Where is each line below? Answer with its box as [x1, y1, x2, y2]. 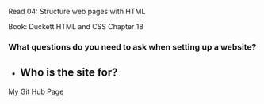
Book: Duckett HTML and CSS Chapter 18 [8, 22, 144, 31]
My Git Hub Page [8, 87, 64, 96]
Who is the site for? [19, 66, 118, 80]
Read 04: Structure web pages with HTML [8, 7, 146, 16]
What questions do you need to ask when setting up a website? [8, 41, 257, 52]
